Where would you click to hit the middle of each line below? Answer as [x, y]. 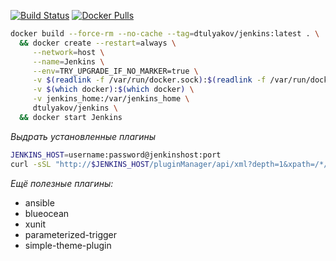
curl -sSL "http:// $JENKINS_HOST [80, 164]
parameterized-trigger [71, 234]
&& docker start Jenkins [71, 117]
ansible [39, 202]
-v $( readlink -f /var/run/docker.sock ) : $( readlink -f [149, 80]
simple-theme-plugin [68, 245]
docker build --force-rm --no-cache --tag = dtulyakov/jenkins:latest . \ [165, 34]
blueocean [47, 213]
